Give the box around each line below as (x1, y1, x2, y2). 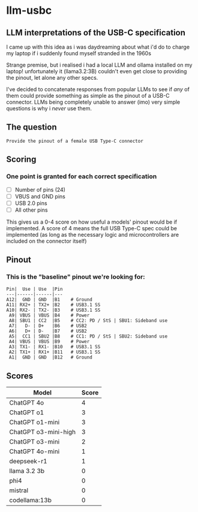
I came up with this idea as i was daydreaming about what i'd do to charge (6, 43, 190, 50)
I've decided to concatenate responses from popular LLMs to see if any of (6, 86, 190, 93)
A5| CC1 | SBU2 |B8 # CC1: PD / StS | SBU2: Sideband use (8, 333, 168, 339)
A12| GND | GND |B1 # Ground (6, 297, 93, 303)
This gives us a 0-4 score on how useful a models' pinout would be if (6, 218, 178, 225)
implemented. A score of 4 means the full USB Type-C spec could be (6, 224, 178, 231)
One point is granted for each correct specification (6, 172, 157, 180)
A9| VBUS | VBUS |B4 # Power (8, 312, 90, 318)
